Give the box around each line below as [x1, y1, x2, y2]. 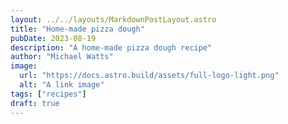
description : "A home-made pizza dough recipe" [10, 42, 213, 53]
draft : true [10, 98, 60, 108]
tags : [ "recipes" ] [10, 89, 87, 99]
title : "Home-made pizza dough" [10, 24, 145, 34]
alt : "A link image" [19, 80, 105, 90]
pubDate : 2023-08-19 [10, 33, 97, 43]
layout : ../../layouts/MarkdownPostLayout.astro [10, 14, 217, 25]
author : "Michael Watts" [10, 52, 114, 62]
